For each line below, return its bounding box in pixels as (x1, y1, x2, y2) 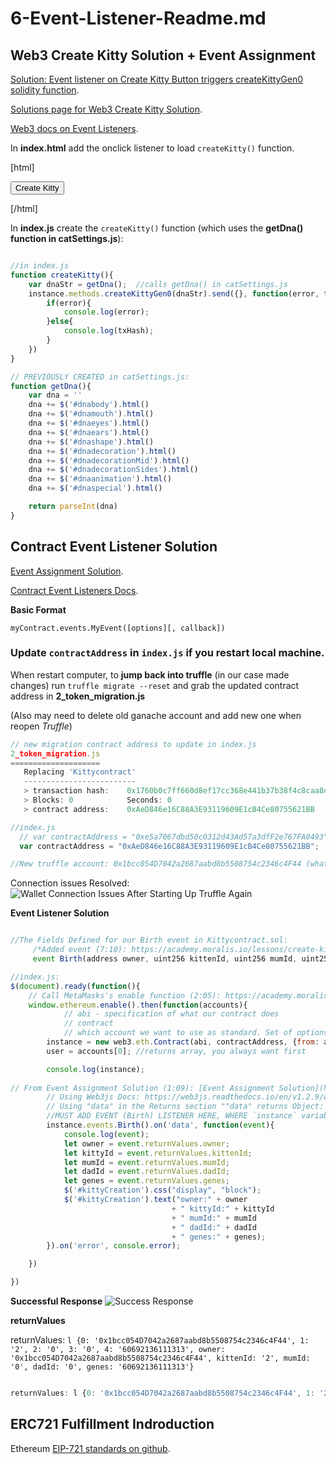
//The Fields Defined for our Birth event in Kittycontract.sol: (10, 935, 288, 946)
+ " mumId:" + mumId (171, 1213, 257, 1223)
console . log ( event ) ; (63, 1129, 150, 1139)
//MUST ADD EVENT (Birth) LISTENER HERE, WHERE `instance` (46, 1111, 298, 1121)
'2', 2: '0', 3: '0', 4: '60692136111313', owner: (10, 1345, 226, 1355)
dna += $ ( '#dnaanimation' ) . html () (28, 474, 172, 484)
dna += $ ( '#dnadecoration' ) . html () (28, 446, 177, 456)
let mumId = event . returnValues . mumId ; (63, 1157, 230, 1167)
